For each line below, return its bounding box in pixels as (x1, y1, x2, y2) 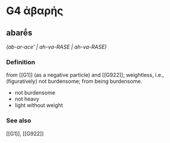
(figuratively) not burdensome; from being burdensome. (6, 78, 143, 85)
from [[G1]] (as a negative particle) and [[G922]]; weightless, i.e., (6, 71, 165, 79)
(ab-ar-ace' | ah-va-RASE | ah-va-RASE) (6, 43, 107, 50)
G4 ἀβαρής (6, 4, 64, 18)
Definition (6, 58, 36, 66)
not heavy (14, 96, 40, 103)
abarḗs (6, 28, 33, 38)
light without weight (14, 102, 63, 109)
